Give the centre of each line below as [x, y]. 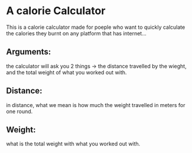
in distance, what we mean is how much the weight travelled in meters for [96, 105]
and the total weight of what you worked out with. [66, 72]
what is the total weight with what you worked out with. [73, 144]
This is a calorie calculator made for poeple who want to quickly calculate [96, 27]
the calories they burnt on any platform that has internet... [76, 33]
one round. [19, 111]
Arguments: [29, 52]
